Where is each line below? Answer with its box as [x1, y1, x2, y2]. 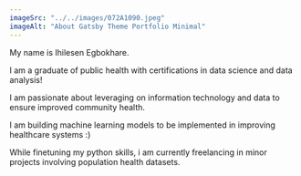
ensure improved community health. [9, 101, 146, 112]
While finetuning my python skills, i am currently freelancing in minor [9, 147, 267, 158]
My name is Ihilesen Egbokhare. [9, 47, 130, 57]
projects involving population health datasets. [9, 156, 181, 167]
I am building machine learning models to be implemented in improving [9, 119, 276, 130]
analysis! [9, 74, 43, 85]
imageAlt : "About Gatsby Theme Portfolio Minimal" [9, 22, 206, 31]
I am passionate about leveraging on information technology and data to [9, 92, 280, 103]
